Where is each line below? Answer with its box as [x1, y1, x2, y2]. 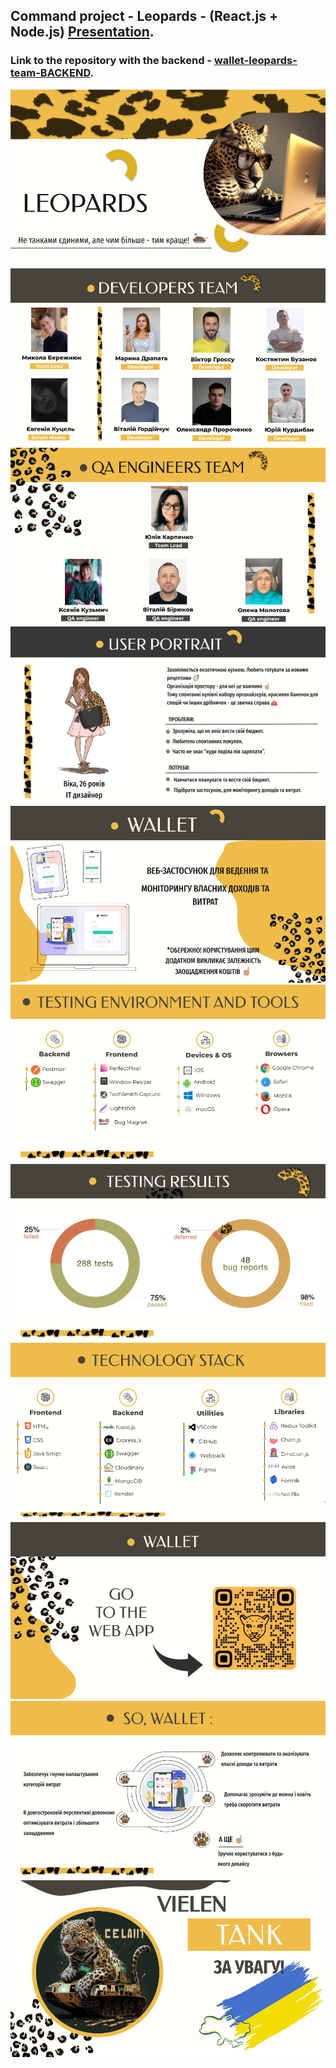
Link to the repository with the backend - [10, 54, 213, 68]
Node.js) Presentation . [10, 24, 155, 41]
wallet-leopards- [213, 54, 298, 68]
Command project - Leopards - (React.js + [10, 8, 279, 25]
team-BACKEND [10, 66, 91, 80]
